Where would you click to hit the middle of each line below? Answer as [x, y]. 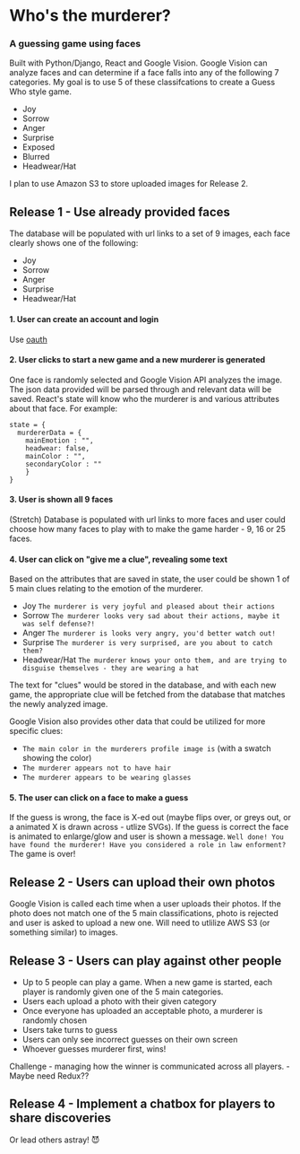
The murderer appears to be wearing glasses [107, 778]
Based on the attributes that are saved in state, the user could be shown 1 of [150, 579]
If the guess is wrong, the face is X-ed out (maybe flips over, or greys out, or [150, 817]
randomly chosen [55, 1020]
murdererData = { [50, 433]
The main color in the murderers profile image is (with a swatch [146, 748]
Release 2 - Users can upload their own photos [142, 882]
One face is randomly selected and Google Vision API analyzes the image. [146, 380]
